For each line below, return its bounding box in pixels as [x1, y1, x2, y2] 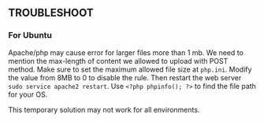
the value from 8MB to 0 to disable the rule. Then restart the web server [8, 72, 242, 82]
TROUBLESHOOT [8, 6, 95, 20]
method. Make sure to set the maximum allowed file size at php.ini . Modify [8, 65, 252, 74]
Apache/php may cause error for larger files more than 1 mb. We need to [8, 47, 244, 57]
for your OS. [8, 90, 48, 99]
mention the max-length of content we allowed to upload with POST [8, 56, 229, 65]
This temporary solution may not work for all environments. [8, 105, 200, 114]
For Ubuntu [8, 30, 53, 41]
